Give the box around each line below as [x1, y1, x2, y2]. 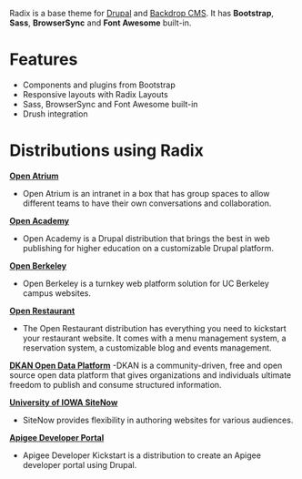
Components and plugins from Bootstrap [22, 79, 176, 90]
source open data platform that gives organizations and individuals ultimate [9, 369, 292, 381]
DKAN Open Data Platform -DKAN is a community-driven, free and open [9, 360, 283, 371]
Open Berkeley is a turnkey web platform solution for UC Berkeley [22, 278, 270, 289]
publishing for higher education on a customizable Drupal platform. [22, 242, 275, 253]
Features [9, 49, 78, 70]
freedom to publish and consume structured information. [9, 379, 222, 390]
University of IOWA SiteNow [9, 396, 118, 408]
